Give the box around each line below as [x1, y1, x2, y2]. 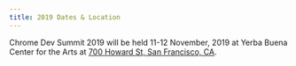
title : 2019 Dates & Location [9, 12, 121, 22]
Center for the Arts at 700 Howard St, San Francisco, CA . [9, 46, 217, 57]
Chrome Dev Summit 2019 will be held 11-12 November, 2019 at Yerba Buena [9, 37, 288, 48]
